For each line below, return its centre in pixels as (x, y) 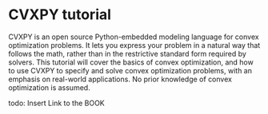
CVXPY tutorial (60, 15)
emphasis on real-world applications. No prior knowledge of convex (120, 79)
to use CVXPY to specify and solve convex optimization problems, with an (130, 70)
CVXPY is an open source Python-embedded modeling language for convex (134, 37)
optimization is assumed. (49, 87)
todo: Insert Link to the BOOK (57, 103)
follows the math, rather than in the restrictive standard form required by (127, 53)
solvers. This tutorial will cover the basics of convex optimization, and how (131, 62)
